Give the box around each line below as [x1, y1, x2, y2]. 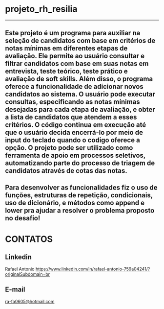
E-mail [5, 285, 25, 294]
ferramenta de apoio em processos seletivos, [5, 151, 145, 160]
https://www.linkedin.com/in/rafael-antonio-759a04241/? [35, 266, 150, 272]
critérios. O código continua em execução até [5, 121, 146, 129]
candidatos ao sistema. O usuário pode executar [5, 90, 155, 98]
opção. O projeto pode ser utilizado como [5, 143, 133, 152]
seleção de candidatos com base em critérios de [5, 37, 156, 45]
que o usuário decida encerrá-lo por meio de [5, 128, 143, 137]
